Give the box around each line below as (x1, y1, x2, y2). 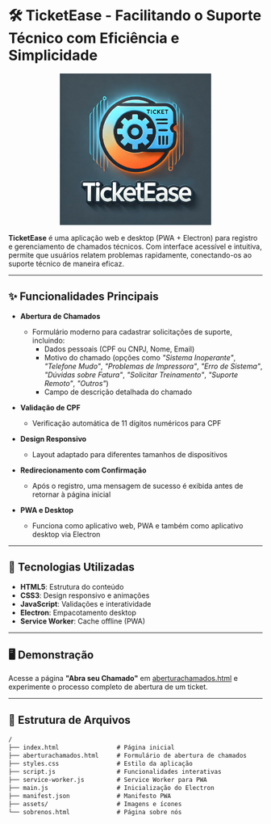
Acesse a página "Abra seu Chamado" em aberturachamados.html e (8, 674, 238, 683)
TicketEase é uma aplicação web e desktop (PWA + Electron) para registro (8, 233, 258, 242)
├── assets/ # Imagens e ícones (8, 801, 182, 809)
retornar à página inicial (31, 490, 111, 499)
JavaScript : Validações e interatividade (19, 599, 152, 608)
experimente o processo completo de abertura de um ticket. (8, 682, 208, 692)
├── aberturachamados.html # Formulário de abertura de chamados (8, 752, 248, 760)
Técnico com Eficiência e (8, 29, 180, 48)
